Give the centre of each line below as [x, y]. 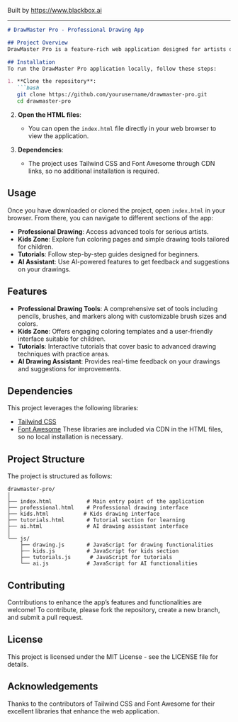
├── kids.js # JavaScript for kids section [100, 551]
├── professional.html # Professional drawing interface [98, 508]
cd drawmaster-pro [44, 101]
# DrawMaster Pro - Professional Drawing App [75, 30]
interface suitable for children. [62, 339]
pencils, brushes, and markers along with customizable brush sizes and [122, 316]
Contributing [36, 585]
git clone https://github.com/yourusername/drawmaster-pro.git [112, 95]
